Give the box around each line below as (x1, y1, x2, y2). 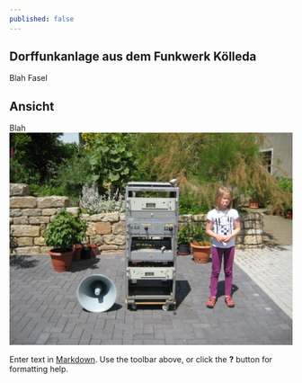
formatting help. (9, 364, 69, 375)
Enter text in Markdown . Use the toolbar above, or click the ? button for (9, 354, 272, 365)
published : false (9, 14, 75, 23)
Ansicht (9, 99, 55, 114)
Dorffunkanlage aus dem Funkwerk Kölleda (9, 49, 257, 65)
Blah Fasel (9, 73, 48, 84)
